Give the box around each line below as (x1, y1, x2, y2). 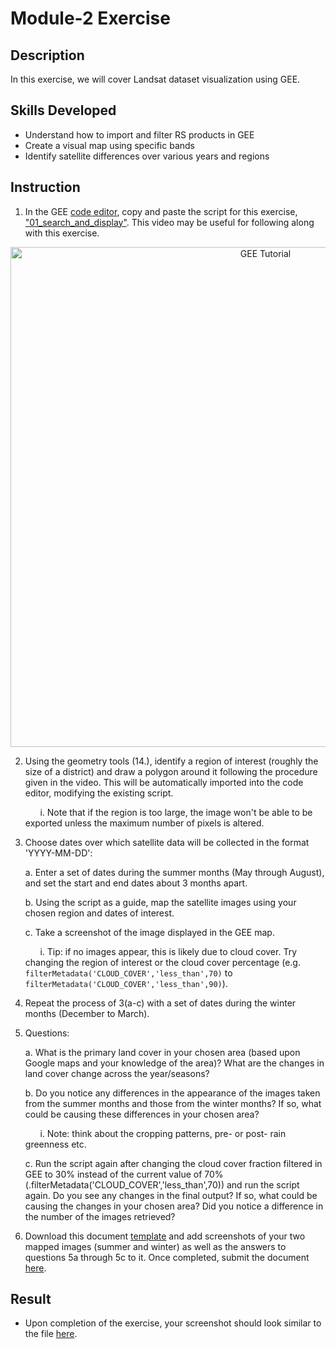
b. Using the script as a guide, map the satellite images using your (24, 896, 297, 908)
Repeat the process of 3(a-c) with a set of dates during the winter (24, 997, 297, 1009)
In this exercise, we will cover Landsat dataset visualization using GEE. (10, 73, 301, 85)
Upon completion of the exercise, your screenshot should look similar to (24, 1317, 322, 1329)
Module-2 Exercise (10, 7, 171, 30)
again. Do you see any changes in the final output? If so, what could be (24, 1189, 318, 1201)
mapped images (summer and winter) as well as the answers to (24, 1240, 287, 1252)
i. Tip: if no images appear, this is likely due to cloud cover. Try (39, 945, 298, 957)
